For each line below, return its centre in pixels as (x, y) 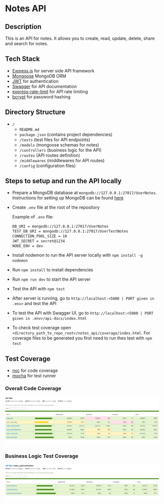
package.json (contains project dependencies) (66, 134)
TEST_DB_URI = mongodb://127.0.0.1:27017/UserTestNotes (70, 231)
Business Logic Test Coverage (42, 456)
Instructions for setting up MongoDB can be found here (68, 198)
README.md (30, 130)
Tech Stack (22, 59)
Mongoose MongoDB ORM (39, 76)
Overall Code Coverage (33, 388)
